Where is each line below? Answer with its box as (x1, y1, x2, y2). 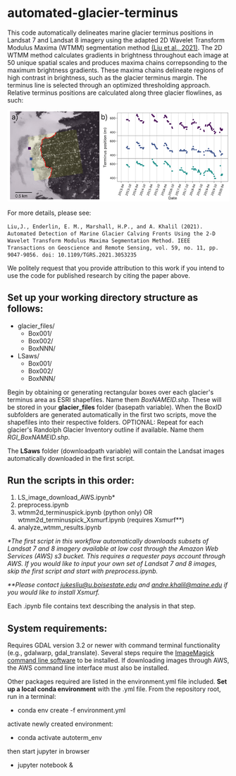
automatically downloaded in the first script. (7, 454, 135, 462)
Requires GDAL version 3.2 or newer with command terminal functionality (7, 641, 221, 649)
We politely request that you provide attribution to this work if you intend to (7, 264, 225, 272)
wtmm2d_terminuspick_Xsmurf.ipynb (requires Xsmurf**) (17, 516, 185, 524)
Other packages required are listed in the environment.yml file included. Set (7, 677, 228, 686)
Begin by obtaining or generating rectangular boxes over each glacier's (7, 387, 214, 396)
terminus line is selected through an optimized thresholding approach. (7, 81, 211, 89)
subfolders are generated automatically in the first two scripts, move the (7, 410, 217, 418)
